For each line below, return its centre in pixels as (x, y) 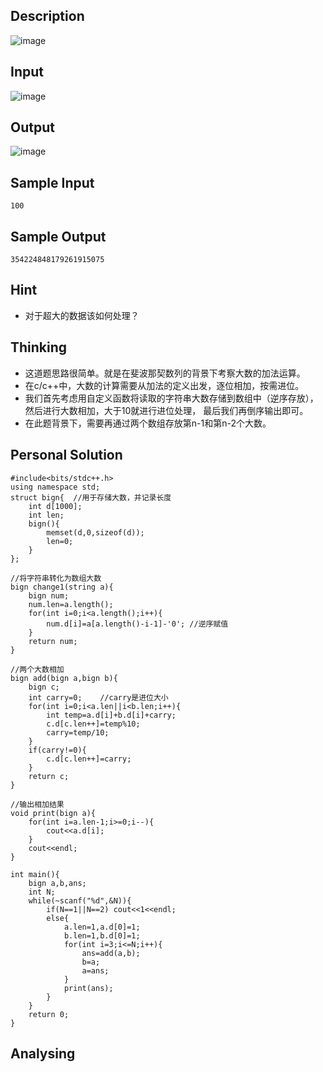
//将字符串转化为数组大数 (56, 578)
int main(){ (35, 874)
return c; (49, 776)
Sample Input (52, 182)
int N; (42, 892)
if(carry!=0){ (57, 750)
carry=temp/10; (78, 732)
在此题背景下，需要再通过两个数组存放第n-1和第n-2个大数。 (148, 423)
